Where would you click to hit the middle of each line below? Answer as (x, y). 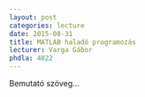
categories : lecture (47, 26)
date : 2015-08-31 (41, 34)
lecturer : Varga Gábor (51, 50)
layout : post (33, 17)
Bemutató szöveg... (44, 83)
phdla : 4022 (31, 58)
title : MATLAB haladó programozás (73, 42)
